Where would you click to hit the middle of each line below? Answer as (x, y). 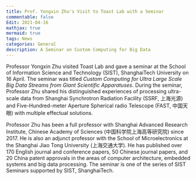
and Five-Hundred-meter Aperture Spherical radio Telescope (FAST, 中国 (94, 106)
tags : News (19, 39)
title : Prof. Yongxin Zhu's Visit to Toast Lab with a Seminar (85, 11)
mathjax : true (23, 28)
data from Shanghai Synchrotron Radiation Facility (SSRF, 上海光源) (102, 98)
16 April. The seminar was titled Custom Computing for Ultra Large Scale (94, 79)
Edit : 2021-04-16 (27, 22)
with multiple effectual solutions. (54, 113)
